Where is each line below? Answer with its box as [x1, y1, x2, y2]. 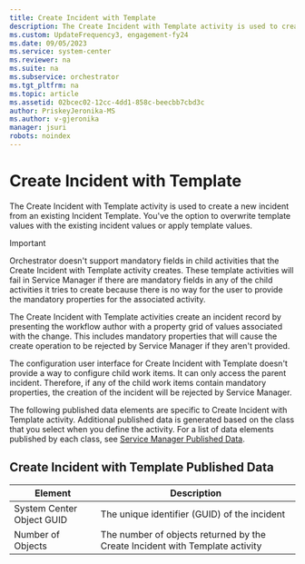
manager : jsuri [9, 124, 67, 133]
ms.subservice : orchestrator [9, 73, 120, 82]
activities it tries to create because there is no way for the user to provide [9, 283, 283, 295]
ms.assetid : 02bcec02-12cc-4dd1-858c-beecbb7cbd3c [9, 97, 205, 107]
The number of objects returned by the [100, 528, 266, 540]
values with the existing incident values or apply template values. [9, 220, 252, 231]
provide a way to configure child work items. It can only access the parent [9, 367, 287, 378]
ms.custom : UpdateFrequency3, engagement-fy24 [9, 30, 189, 39]
